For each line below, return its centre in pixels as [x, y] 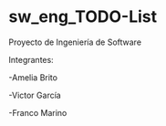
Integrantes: [31, 59]
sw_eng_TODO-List [83, 17]
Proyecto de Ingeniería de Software [75, 42]
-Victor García [35, 95]
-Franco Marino [38, 112]
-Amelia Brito [33, 77]
